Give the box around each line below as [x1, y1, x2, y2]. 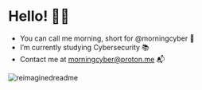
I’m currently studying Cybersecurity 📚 [19, 42, 150, 52]
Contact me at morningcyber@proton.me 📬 [19, 54, 165, 64]
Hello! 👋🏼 [8, 7, 70, 25]
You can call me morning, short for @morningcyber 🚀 [19, 33, 195, 43]
